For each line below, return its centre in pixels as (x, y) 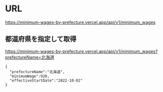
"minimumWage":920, (30, 76)
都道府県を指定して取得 (41, 39)
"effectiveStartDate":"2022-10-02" (46, 80)
